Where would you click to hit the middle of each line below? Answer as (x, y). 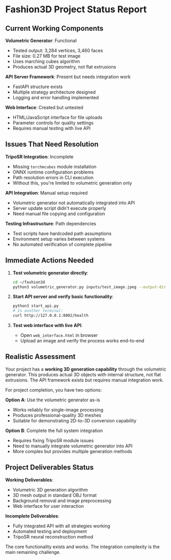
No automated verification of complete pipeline (62, 244)
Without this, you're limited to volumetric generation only (72, 183)
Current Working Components (54, 28)
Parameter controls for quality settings (53, 123)
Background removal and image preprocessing (62, 501)
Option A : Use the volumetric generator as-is (53, 400)
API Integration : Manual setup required (46, 192)
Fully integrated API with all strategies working (62, 526)
